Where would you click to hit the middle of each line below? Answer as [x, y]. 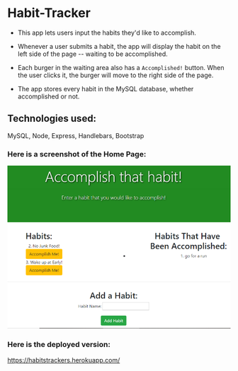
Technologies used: [52, 119]
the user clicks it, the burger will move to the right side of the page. [115, 75]
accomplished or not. [49, 96]
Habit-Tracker [49, 13]
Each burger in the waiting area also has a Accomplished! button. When [121, 67]
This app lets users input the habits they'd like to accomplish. [107, 33]
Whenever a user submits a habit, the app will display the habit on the [119, 46]
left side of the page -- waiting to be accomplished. [92, 54]
